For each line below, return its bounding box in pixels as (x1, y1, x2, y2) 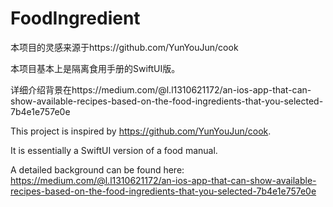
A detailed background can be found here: (10, 163, 185, 176)
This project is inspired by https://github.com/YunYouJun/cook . (10, 125, 272, 137)
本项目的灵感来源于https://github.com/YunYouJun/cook (10, 41, 239, 53)
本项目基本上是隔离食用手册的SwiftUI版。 (10, 62, 181, 74)
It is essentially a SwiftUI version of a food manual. (10, 144, 218, 156)
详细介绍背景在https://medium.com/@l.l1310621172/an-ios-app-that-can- (10, 83, 312, 96)
